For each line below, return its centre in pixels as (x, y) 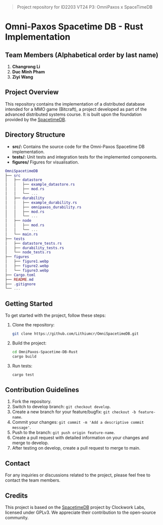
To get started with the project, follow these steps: (55, 315)
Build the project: (29, 343)
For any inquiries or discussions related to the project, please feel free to (78, 475)
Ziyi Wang (22, 77)
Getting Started (29, 304)
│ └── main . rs (21, 234)
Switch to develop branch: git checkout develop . (61, 407)
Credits (17, 496)
